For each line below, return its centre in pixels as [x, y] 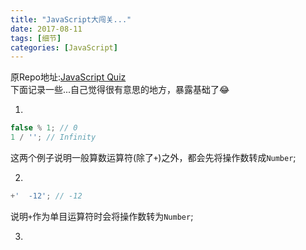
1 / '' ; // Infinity [53, 137]
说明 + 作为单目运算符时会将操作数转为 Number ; [102, 216]
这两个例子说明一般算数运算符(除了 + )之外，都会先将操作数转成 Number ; [153, 157]
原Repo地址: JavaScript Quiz [68, 77]
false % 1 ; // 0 [44, 128]
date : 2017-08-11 [46, 29]
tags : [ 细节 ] [36, 38]
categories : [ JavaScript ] [64, 47]
